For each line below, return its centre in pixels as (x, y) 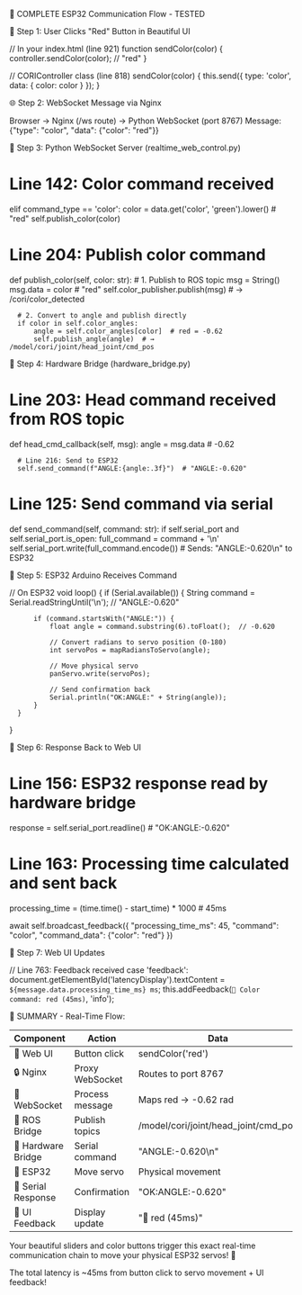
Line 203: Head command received (143, 400)
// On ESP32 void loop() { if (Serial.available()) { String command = (133, 592)
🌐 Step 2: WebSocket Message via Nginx (85, 103)
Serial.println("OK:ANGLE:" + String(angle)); (138, 697)
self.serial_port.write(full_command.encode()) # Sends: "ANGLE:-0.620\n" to (151, 548)
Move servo (99, 1172)
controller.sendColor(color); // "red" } (78, 58)
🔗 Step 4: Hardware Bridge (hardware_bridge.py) (100, 364)
